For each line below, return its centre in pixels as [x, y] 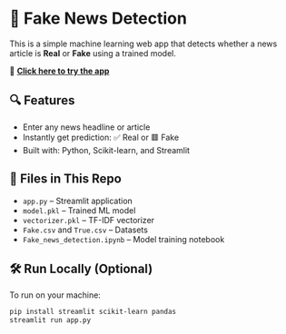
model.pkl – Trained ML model [79, 210]
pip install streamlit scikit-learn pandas [93, 312]
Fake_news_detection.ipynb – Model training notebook [123, 239]
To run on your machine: [55, 295]
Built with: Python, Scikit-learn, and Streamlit [106, 150]
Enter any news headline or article [86, 127]
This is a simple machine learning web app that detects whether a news [143, 44]
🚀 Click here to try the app [59, 71]
